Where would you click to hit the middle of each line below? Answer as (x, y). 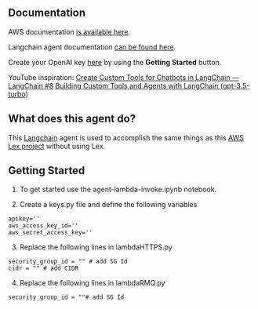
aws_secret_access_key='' (50, 233)
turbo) (18, 94)
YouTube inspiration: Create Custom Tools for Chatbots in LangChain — (124, 77)
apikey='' (24, 219)
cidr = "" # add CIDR (44, 269)
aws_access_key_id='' (44, 226)
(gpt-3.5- (235, 85)
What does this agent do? (72, 119)
